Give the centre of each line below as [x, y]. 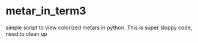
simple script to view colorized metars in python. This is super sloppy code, [99, 27]
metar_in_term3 [46, 11]
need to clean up [26, 33]
